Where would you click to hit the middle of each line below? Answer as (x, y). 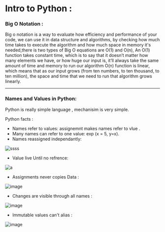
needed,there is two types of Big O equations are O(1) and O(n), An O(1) (78, 50)
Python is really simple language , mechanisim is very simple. (67, 109)
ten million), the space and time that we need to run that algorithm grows (79, 76)
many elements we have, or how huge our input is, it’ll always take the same (82, 61)
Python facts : (19, 119)
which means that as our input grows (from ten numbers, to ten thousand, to (82, 71)
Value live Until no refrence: (40, 158)
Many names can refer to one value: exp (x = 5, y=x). (66, 133)
